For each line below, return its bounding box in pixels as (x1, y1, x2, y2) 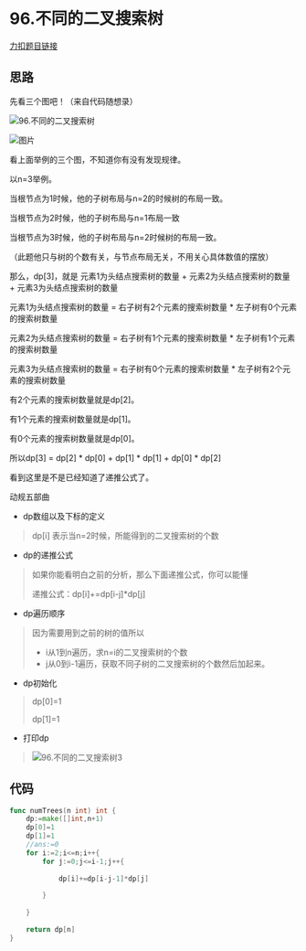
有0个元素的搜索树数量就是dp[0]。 (9, 433, 140, 443)
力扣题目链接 (9, 40, 58, 51)
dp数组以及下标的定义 (22, 510, 105, 521)
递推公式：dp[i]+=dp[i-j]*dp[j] (31, 588, 146, 599)
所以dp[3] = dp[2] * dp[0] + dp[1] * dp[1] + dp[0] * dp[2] (9, 452, 222, 463)
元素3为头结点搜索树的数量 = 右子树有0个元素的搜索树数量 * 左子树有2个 (9, 363, 283, 374)
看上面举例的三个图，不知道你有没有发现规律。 (9, 154, 185, 165)
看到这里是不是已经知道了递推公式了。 (9, 472, 153, 483)
